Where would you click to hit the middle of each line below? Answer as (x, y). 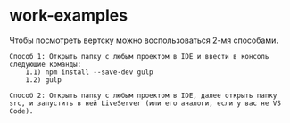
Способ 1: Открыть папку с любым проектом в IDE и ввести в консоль (139, 56)
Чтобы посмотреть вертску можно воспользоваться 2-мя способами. (144, 40)
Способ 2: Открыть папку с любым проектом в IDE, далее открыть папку (143, 95)
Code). (21, 111)
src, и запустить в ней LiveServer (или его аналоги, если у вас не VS (145, 103)
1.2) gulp (44, 80)
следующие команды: (46, 64)
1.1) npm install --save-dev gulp (89, 72)
